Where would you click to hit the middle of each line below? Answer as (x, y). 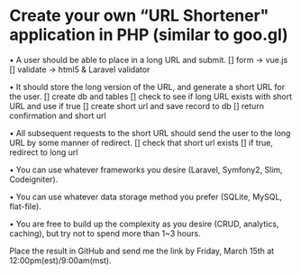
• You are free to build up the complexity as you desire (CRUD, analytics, (144, 224)
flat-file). (26, 206)
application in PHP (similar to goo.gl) (149, 35)
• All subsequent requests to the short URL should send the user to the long (150, 133)
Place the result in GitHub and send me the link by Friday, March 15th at (142, 251)
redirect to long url (44, 152)
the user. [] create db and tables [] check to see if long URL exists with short (151, 96)
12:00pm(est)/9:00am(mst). (60, 260)
